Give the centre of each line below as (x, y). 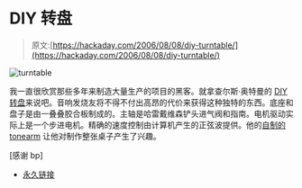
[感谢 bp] (26, 155)
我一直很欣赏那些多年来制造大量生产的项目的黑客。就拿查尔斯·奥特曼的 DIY (149, 91)
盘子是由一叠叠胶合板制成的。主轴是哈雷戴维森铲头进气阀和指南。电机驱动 (147, 113)
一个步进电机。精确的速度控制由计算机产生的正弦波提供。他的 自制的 (159, 125)
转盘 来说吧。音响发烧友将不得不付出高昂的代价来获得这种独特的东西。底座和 (151, 102)
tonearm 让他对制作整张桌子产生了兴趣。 (85, 136)
